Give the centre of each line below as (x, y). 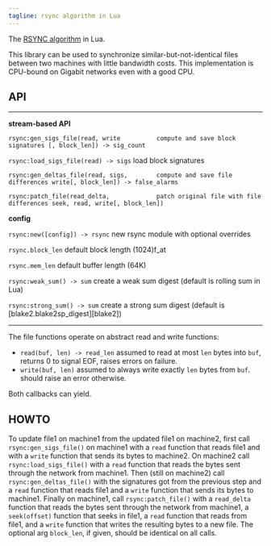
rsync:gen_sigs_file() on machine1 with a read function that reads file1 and (134, 448)
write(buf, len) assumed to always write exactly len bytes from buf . (135, 370)
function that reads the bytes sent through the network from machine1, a (129, 507)
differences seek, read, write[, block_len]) (86, 204)
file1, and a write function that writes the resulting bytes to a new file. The (131, 524)
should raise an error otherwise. (73, 378)
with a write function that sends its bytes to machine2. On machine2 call (129, 456)
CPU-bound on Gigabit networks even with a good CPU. (102, 71)
